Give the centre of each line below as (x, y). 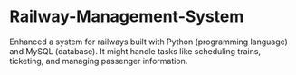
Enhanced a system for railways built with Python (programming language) (148, 42)
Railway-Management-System (127, 17)
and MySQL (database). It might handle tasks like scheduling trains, (135, 51)
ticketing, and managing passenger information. (99, 61)
